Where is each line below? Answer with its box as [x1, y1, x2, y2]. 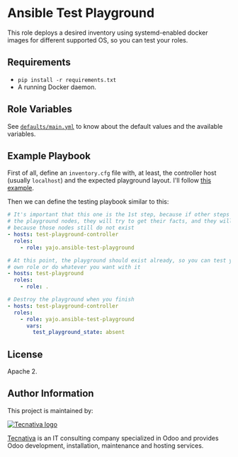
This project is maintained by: [7, 406, 93, 415]
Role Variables [7, 103, 72, 115]
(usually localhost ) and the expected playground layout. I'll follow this [7, 176, 211, 185]
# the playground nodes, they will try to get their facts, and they [7, 218, 217, 225]
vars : [25, 322, 42, 330]
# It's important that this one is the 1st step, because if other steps [7, 211, 230, 219]
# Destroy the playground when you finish [7, 296, 135, 303]
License [7, 348, 43, 360]
